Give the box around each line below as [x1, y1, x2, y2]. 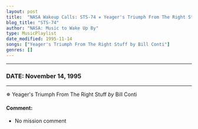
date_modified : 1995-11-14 [6, 36, 72, 42]
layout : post [6, 8, 38, 15]
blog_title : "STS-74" [6, 19, 60, 25]
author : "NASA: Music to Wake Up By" [6, 25, 99, 31]
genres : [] [6, 47, 33, 53]
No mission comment [14, 117, 67, 124]
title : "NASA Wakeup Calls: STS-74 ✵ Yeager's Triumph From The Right [6, 14, 186, 20]
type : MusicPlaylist [6, 31, 57, 37]
